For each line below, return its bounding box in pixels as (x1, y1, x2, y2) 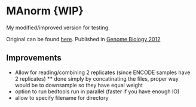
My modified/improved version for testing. (6, 24, 110, 31)
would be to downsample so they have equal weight (14, 81, 143, 88)
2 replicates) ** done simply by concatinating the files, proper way (14, 75, 179, 82)
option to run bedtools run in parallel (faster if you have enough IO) (14, 88, 180, 95)
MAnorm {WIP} (6, 4, 84, 18)
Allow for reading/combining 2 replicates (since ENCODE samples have (14, 69, 191, 76)
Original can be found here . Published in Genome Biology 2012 (6, 35, 161, 42)
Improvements (6, 53, 62, 63)
